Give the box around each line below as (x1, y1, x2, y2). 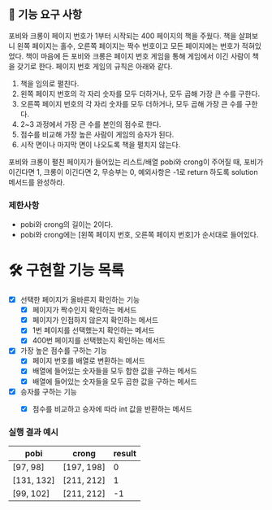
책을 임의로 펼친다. (19, 78, 80, 88)
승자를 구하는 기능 (19, 386, 77, 396)
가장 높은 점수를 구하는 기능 (19, 346, 108, 355)
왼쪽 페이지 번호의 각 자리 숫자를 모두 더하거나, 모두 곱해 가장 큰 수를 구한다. (19, 89, 261, 98)
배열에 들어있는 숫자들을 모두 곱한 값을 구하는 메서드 (32, 377, 197, 386)
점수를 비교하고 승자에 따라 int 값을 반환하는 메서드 (32, 403, 192, 413)
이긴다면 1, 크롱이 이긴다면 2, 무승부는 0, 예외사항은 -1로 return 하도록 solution (8, 167, 258, 177)
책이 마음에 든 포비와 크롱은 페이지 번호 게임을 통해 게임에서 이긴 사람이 (25, 51, 251, 61)
